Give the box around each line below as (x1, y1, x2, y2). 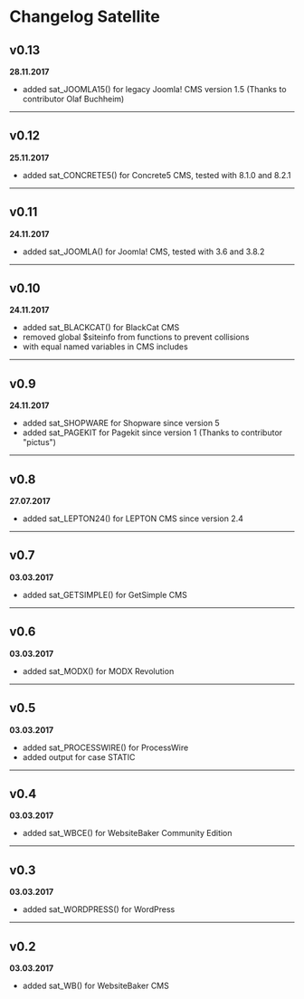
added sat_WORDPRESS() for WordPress (22, 904, 176, 915)
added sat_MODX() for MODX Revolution (22, 665, 175, 676)
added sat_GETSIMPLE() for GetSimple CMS (22, 589, 187, 600)
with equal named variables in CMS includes (22, 341, 188, 352)
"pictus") (22, 437, 57, 448)
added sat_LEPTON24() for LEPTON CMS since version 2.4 (22, 513, 244, 524)
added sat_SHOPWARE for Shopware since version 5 (22, 418, 220, 429)
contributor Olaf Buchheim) (22, 93, 125, 104)
